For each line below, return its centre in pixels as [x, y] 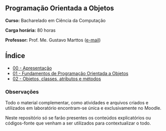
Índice [15, 56]
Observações [22, 92]
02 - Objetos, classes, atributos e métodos [57, 79]
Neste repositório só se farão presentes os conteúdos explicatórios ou [78, 117]
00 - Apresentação [32, 68]
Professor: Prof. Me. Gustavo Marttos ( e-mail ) [53, 40]
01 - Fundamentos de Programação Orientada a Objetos [70, 73]
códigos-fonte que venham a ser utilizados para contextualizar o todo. [78, 123]
